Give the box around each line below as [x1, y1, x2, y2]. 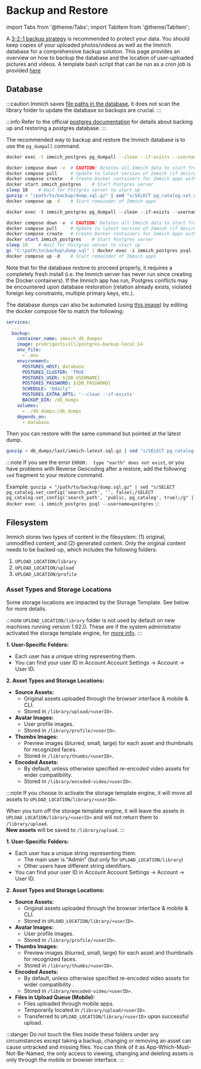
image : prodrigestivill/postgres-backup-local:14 [17, 341, 144, 347]
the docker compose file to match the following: [6, 307, 124, 314]
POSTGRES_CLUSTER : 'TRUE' [22, 369, 87, 375]
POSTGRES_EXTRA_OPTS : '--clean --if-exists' [22, 392, 135, 398]
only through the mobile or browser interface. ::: [6, 1056, 124, 1064]
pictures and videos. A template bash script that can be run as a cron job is [6, 60, 191, 68]
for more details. [6, 605, 47, 613]
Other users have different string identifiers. [23, 862, 132, 870]
